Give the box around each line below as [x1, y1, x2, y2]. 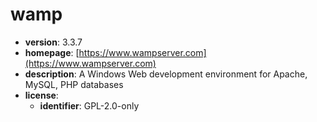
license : [24, 89, 59, 101]
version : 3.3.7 [24, 36, 83, 48]
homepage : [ [24, 46, 80, 58]
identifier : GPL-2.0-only [39, 99, 140, 112]
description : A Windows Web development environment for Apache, [24, 68, 308, 80]
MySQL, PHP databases [24, 78, 124, 90]
